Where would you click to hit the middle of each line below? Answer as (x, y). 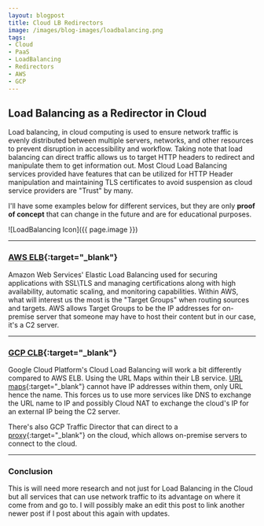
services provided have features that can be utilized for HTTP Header (121, 174)
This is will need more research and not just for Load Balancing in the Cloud (130, 488)
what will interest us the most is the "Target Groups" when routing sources (129, 299)
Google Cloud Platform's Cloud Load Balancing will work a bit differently (125, 369)
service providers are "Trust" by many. (71, 191)
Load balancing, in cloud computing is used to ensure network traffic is (123, 132)
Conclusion (31, 471)
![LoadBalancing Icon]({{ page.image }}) (73, 230)
